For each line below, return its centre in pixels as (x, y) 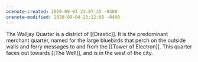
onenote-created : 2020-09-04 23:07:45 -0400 (62, 12)
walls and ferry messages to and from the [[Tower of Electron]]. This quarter (99, 46)
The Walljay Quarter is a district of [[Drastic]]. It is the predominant (87, 34)
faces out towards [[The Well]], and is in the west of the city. (80, 53)
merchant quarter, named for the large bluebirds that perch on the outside (96, 40)
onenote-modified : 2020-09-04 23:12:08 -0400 (63, 17)
